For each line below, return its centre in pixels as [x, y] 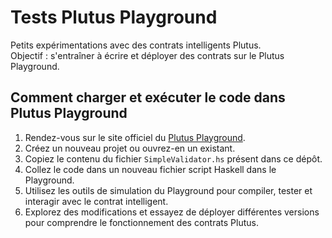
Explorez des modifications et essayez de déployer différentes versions [172, 212]
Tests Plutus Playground [114, 17]
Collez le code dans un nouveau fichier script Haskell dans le [150, 169]
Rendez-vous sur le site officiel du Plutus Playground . [135, 137]
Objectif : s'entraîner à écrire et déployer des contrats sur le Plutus [147, 55]
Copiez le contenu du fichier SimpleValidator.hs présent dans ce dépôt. [173, 158]
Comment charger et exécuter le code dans [148, 97]
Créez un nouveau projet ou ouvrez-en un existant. [130, 148]
